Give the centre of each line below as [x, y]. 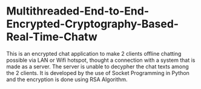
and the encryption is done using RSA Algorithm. [67, 79]
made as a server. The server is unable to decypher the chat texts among [97, 66]
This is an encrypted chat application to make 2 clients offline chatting [94, 53]
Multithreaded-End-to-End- [78, 11]
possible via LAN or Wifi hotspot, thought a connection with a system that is [101, 60]
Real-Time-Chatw [52, 37]
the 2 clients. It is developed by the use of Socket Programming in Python [98, 73]
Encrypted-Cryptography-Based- [93, 24]
